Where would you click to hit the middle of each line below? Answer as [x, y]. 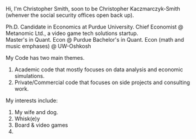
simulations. [29, 76]
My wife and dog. [36, 112]
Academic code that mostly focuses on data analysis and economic [99, 69]
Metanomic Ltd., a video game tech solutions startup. [72, 33]
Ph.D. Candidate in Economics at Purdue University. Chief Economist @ [95, 27]
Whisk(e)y [27, 118]
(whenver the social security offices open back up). [70, 15]
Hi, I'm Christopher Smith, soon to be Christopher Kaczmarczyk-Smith [93, 9]
